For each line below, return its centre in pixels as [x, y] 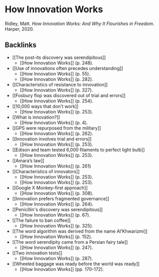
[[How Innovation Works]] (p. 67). [55, 215]
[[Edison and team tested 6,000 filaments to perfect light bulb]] [78, 150]
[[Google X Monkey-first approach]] [50, 188]
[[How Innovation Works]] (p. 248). [57, 63]
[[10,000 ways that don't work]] [45, 106]
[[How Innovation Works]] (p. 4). [54, 122]
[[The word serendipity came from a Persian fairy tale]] [70, 242]
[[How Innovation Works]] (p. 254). [57, 101]
